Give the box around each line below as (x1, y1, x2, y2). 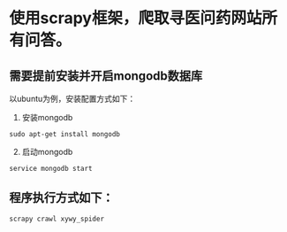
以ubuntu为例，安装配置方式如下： (9, 94, 136, 104)
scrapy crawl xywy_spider (9, 214, 104, 223)
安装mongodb (21, 112, 73, 122)
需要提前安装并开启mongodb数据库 (9, 68, 203, 83)
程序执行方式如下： (9, 190, 114, 205)
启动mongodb (21, 147, 73, 157)
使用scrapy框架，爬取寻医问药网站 (9, 8, 262, 28)
